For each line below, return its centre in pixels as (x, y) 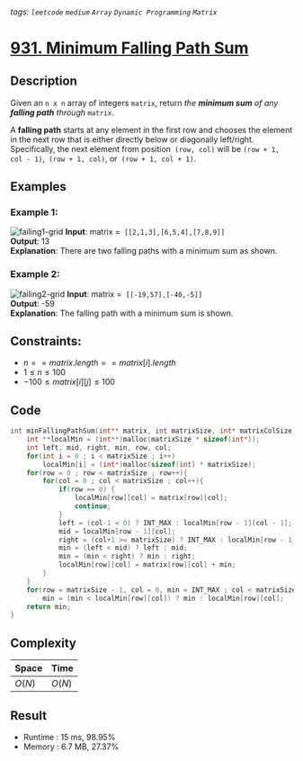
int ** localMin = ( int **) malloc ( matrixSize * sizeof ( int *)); (143, 440)
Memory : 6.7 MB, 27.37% (71, 747)
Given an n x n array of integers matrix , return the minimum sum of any (144, 103)
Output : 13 (30, 241)
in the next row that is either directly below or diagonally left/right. (132, 139)
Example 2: (35, 274)
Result (29, 716)
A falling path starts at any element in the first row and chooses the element (151, 130)
